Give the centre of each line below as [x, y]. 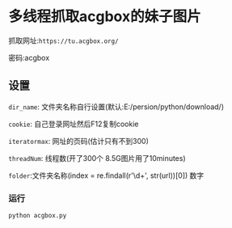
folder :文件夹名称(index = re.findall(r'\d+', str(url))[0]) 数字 [106, 175]
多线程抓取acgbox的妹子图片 [105, 17]
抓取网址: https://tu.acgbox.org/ [63, 40]
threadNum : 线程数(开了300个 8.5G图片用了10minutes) [97, 158]
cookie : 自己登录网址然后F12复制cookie [74, 124]
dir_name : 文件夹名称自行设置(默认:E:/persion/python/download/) [116, 107]
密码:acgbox [29, 57]
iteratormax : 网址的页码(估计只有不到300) [79, 141]
